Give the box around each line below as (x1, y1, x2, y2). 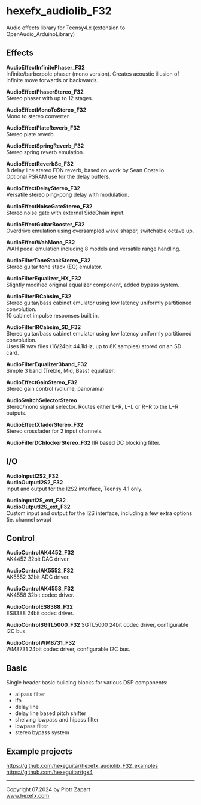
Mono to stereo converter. (6, 112, 71, 119)
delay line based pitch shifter (14, 710, 87, 717)
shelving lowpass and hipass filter (14, 716, 99, 723)
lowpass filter (14, 722, 49, 730)
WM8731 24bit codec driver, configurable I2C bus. (6, 645, 130, 653)
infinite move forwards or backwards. (6, 76, 99, 83)
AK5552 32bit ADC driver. (6, 573, 70, 580)
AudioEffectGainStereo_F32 (6, 378, 78, 385)
